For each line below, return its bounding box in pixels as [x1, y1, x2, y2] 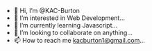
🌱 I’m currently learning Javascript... [13, 21, 118, 29]
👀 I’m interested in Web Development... [13, 14, 126, 22]
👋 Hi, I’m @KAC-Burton [13, 7, 80, 14]
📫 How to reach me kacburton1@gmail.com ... [13, 37, 146, 44]
